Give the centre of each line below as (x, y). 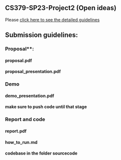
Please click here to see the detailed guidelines (52, 19)
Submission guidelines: (41, 35)
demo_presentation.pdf (30, 96)
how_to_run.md (21, 142)
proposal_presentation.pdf (33, 71)
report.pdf (16, 131)
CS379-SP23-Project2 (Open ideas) (61, 8)
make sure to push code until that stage (46, 107)
